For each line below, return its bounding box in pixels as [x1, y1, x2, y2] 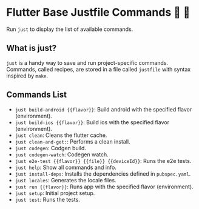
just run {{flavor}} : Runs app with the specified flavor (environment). [15, 183, 194, 190]
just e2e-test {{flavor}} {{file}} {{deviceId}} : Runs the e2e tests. [15, 157, 192, 164]
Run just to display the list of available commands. [6, 25, 133, 33]
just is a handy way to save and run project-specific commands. [6, 59, 169, 66]
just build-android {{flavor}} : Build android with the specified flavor [15, 105, 192, 113]
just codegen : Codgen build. [15, 144, 87, 151]
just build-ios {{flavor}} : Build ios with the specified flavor [15, 118, 170, 126]
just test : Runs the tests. [15, 196, 80, 203]
